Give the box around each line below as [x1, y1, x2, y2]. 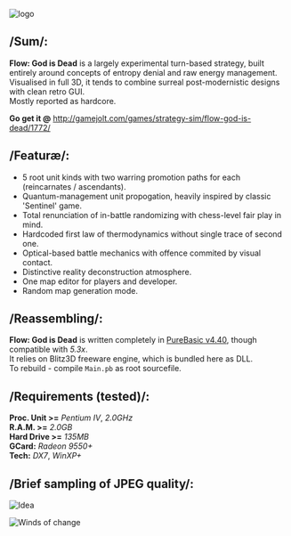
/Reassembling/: [9, 312, 103, 327]
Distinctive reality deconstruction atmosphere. [21, 266, 192, 277]
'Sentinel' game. [21, 200, 83, 211]
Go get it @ [9, 112, 52, 124]
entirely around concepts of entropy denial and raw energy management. [9, 67, 278, 77]
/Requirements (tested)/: [9, 388, 150, 404]
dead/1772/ [9, 122, 51, 133]
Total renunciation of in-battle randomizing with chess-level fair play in [21, 209, 282, 220]
